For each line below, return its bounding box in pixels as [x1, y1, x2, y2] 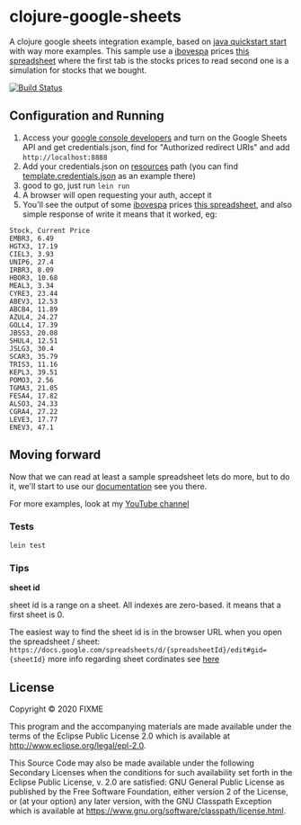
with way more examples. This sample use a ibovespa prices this [9, 45, 250, 56]
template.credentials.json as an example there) [22, 170, 196, 181]
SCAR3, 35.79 [9, 352, 58, 361]
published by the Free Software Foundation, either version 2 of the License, [9, 785, 289, 797]
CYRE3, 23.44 [9, 289, 58, 298]
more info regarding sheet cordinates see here [48, 654, 220, 665]
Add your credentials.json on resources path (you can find [22, 160, 238, 172]
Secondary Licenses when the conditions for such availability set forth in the [9, 767, 293, 777]
